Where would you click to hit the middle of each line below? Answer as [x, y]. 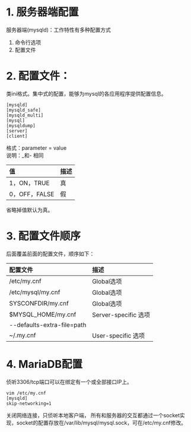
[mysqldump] [21, 125]
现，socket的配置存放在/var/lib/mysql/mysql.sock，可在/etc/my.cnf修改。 [96, 422]
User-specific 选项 [118, 335]
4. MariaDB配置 [44, 364]
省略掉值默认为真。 [30, 210]
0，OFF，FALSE [32, 194]
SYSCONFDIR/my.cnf [39, 303]
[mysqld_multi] [25, 115]
